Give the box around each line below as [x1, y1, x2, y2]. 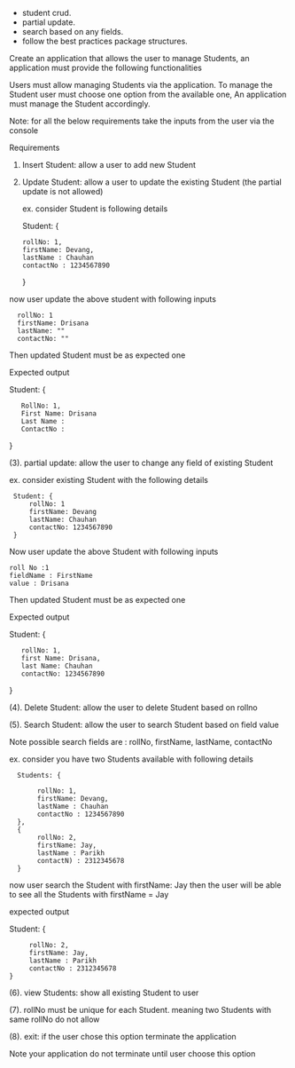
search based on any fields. [21, 27, 124, 36]
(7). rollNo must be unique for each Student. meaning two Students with [9, 1005, 272, 1015]
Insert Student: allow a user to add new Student [21, 160, 197, 170]
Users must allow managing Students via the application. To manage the [9, 80, 273, 90]
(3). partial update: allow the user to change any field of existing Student [9, 457, 274, 468]
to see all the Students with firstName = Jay [9, 890, 169, 899]
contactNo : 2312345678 [28, 964, 117, 973]
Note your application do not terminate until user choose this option [9, 1048, 256, 1059]
